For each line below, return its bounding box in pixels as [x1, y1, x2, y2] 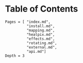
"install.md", [26, 23, 55, 29]
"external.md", [26, 45, 57, 49]
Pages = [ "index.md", [5, 19, 51, 24]
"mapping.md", [26, 28, 55, 32]
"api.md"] [26, 49, 47, 54]
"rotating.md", [26, 40, 57, 46]
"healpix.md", [26, 32, 55, 37]
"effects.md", [26, 36, 55, 41]
